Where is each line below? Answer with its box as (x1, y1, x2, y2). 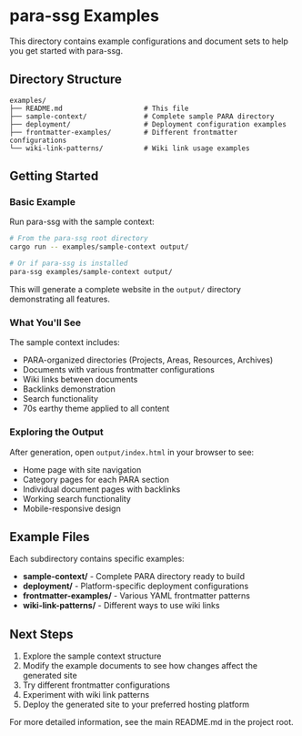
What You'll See (9, 316, 82, 329)
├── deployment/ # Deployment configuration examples (9, 119, 287, 128)
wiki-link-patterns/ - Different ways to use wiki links (22, 600, 220, 611)
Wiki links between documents (22, 374, 138, 385)
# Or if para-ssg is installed (9, 259, 128, 269)
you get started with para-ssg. (9, 45, 124, 56)
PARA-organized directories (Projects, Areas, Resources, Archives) (22, 354, 274, 365)
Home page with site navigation (22, 464, 142, 475)
